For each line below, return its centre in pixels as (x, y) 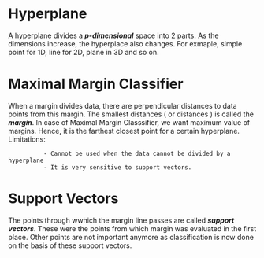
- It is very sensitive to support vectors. (117, 167)
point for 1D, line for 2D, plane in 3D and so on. (84, 52)
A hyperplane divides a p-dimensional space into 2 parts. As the (113, 35)
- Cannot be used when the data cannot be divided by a (137, 153)
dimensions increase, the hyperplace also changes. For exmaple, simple (125, 43)
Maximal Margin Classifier (96, 84)
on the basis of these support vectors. (70, 245)
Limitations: (27, 139)
